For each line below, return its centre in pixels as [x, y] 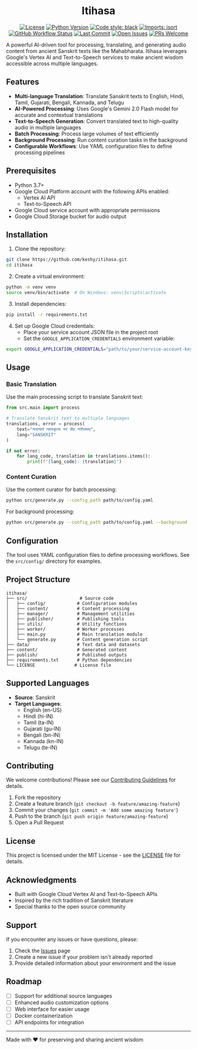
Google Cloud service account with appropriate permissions [87, 210]
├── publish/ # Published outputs [67, 655]
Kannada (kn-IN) [43, 741]
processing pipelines [40, 152]
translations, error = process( [45, 424]
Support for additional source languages [63, 995]
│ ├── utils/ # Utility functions [67, 624]
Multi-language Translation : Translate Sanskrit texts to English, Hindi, [99, 96]
